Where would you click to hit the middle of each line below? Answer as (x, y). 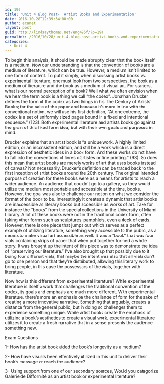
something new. (21, 328)
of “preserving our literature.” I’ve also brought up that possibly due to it (77, 251)
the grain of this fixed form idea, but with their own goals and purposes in (79, 127)
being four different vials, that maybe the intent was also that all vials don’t (80, 256)
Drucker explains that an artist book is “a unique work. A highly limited (76, 142)
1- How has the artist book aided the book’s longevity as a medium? (73, 347)
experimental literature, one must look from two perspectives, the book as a (81, 81)
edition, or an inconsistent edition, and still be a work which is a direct (75, 147)
